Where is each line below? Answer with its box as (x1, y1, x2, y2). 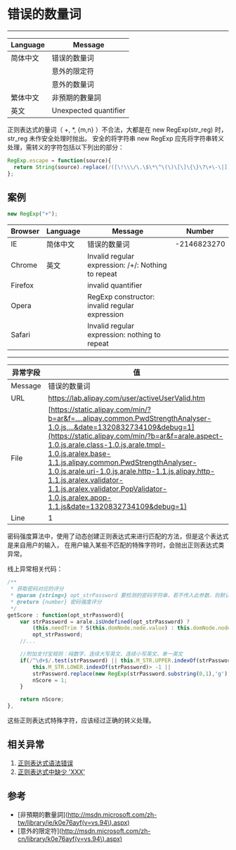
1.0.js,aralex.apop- (48, 493, 112, 503)
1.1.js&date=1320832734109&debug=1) (48, 502, 188, 512)
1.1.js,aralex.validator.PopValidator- (48, 484, 167, 494)
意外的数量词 (51, 79, 95, 89)
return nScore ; (20, 696, 65, 703)
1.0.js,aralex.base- (48, 449, 111, 459)
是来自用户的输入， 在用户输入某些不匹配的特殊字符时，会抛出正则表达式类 (7, 541, 225, 550)
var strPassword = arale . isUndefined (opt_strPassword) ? (20, 618, 190, 625)
